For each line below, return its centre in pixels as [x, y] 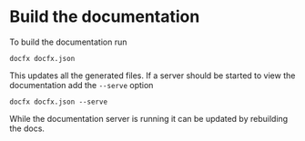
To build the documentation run [68, 42]
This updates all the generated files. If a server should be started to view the [152, 76]
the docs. [27, 128]
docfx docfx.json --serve [58, 102]
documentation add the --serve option [81, 85]
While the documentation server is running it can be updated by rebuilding [149, 118]
